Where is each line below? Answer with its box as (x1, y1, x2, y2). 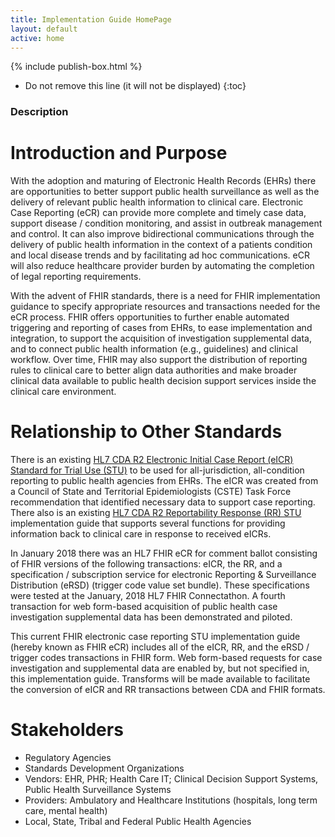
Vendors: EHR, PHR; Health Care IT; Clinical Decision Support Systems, (24, 773, 319, 785)
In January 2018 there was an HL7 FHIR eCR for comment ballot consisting (10, 547, 318, 560)
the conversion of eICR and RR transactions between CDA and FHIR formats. (10, 684, 326, 696)
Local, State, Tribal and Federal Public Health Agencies (24, 816, 252, 828)
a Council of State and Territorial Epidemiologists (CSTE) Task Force (10, 486, 292, 498)
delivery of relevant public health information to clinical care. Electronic (10, 196, 304, 208)
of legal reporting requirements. (10, 271, 142, 283)
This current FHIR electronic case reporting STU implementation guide (10, 631, 301, 643)
